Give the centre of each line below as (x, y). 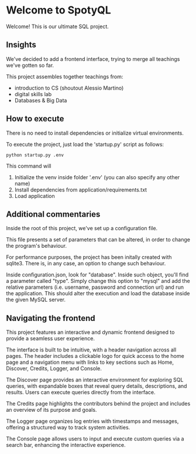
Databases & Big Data (41, 100)
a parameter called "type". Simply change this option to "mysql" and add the (98, 281)
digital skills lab (33, 94)
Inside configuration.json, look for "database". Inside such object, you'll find (97, 275)
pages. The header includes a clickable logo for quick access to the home (95, 356)
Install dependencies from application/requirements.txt (81, 190)
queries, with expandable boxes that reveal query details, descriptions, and (97, 386)
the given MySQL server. (36, 300)
